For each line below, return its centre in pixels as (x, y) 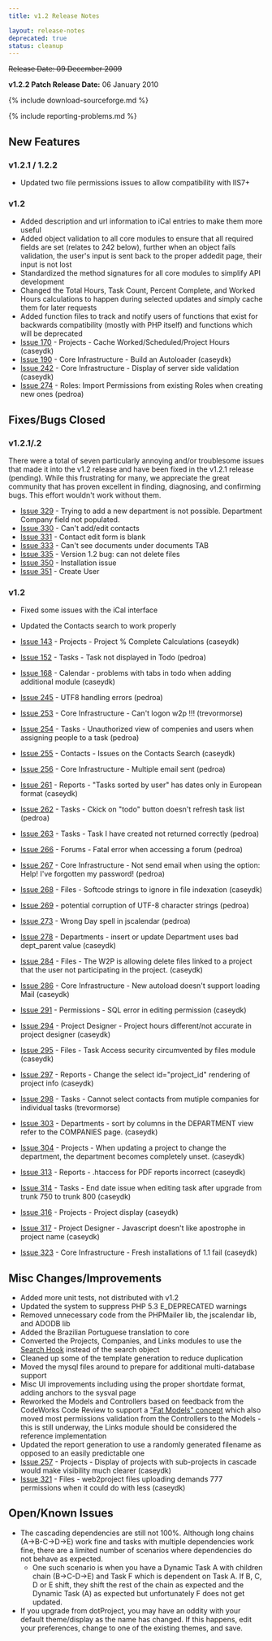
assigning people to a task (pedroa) (80, 738)
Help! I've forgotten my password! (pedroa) (92, 874)
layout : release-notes (47, 30)
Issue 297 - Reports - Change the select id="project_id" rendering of (135, 1075)
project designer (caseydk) (65, 1034)
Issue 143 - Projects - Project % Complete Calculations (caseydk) (130, 642)
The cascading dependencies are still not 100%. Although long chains (137, 1533)
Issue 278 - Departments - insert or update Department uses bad (129, 937)
